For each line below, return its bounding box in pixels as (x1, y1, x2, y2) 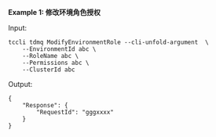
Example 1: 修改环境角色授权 (8, 8, 101, 16)
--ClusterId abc (22, 66, 76, 74)
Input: (8, 23, 27, 32)
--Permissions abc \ (22, 59, 90, 67)
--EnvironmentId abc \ (22, 45, 97, 53)
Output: (8, 80, 33, 88)
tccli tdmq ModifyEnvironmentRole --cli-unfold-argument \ (8, 38, 210, 46)
